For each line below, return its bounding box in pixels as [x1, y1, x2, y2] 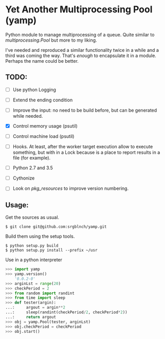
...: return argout [5, 314, 57, 319]
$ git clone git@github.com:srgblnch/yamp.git [5, 224, 107, 229]
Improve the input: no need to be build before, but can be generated [12, 107, 157, 113]
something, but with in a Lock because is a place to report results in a [12, 149, 160, 155]
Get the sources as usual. [5, 215, 60, 221]
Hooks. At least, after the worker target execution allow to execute [12, 144, 153, 150]
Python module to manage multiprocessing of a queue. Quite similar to [5, 31, 155, 38]
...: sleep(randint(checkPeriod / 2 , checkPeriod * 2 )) [5, 310, 127, 315]
